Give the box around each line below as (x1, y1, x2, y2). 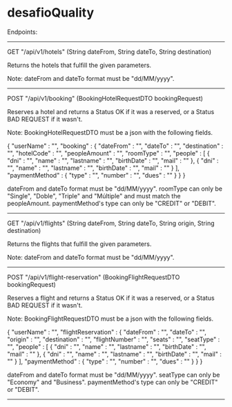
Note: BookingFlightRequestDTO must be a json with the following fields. (7, 314, 214, 323)
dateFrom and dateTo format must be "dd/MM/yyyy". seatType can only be (7, 370, 220, 379)
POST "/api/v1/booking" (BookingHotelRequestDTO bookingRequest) (7, 94, 204, 102)
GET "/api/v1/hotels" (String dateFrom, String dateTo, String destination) (7, 47, 212, 56)
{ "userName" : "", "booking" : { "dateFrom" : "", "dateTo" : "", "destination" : (7, 142, 224, 150)
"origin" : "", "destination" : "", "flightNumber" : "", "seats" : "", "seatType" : (7, 335, 220, 343)
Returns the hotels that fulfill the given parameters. (7, 61, 152, 69)
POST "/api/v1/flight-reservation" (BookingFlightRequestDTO (7, 273, 180, 281)
